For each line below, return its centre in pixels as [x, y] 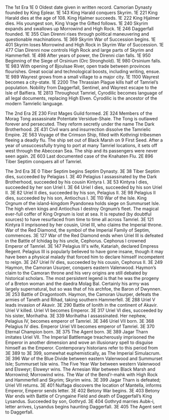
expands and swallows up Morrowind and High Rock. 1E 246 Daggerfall [79, 29]
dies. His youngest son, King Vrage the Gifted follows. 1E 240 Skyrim [77, 23]
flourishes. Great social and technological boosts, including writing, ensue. [83, 72]
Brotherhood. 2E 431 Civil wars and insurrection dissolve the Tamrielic [78, 129]
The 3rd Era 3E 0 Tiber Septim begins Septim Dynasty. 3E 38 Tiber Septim [82, 171]
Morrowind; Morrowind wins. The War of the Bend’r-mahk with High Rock [81, 374]
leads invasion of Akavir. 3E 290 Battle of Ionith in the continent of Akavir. [81, 305]
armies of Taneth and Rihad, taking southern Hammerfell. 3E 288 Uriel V [80, 300]
